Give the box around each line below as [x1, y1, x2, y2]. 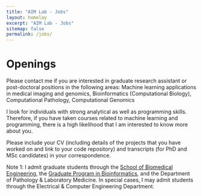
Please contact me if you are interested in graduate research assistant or [6, 77, 187, 84]
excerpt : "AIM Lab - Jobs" [6, 20, 74, 26]
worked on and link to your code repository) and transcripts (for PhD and [6, 145, 188, 153]
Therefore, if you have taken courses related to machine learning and [6, 115, 178, 122]
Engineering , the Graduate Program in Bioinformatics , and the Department [6, 170, 191, 177]
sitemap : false [6, 25, 45, 32]
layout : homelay [6, 14, 47, 21]
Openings [6, 57, 56, 71]
